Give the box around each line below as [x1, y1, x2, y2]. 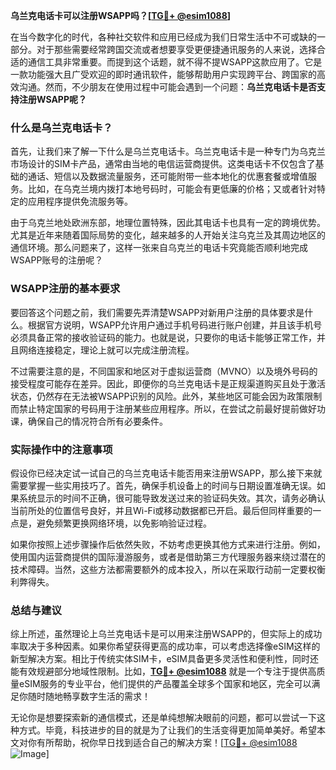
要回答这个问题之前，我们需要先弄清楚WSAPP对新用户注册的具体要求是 [10, 306, 305, 318]
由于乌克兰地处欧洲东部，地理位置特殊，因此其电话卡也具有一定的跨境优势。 [10, 217, 326, 229]
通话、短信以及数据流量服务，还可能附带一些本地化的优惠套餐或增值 [27, 170, 308, 183]
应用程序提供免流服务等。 [27, 195, 133, 208]
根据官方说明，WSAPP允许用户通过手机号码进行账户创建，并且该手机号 [27, 319, 323, 331]
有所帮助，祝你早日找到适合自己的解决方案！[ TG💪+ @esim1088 [36, 737, 298, 749]
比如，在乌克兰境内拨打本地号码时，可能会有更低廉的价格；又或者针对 [27, 183, 317, 195]
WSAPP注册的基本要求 [10, 282, 121, 296]
